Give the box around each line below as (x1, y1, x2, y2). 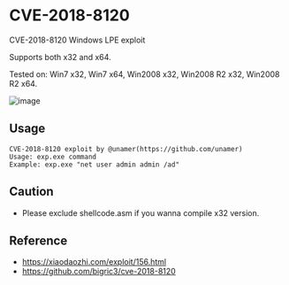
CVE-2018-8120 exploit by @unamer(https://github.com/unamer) (9, 144, 243, 153)
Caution (9, 184, 55, 199)
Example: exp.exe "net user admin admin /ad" (9, 160, 179, 169)
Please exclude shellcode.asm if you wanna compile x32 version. (21, 207, 260, 218)
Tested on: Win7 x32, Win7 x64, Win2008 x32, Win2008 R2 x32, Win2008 (9, 68, 280, 80)
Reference (9, 233, 68, 248)
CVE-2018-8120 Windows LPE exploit (9, 35, 146, 45)
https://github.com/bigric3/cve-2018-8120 (21, 266, 177, 277)
